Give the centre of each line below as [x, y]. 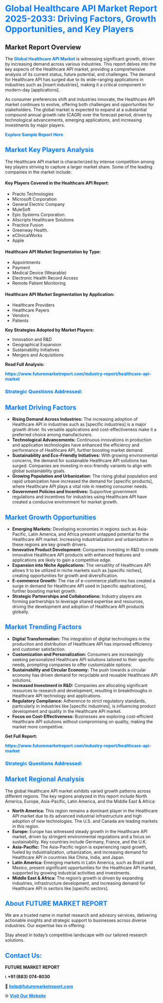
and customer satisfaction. [39, 649]
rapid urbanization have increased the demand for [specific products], [82, 481]
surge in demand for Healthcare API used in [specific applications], [79, 586]
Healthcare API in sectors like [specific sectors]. [60, 888]
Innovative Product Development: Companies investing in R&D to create [85, 549]
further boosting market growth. [44, 591]
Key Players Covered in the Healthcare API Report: [57, 183]
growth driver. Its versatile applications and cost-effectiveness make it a [84, 429]
